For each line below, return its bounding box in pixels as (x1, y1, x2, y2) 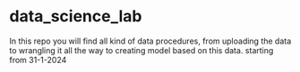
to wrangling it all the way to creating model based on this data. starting (9, 44, 274, 55)
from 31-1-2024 (9, 54, 67, 65)
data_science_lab (9, 6, 142, 27)
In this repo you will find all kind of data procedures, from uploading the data (9, 36, 292, 46)
